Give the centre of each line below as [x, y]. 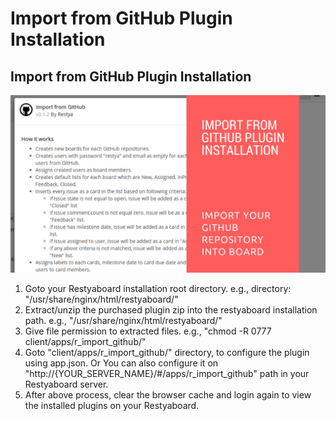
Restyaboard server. [66, 384]
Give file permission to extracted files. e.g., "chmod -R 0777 [148, 331]
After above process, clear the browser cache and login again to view [168, 394]
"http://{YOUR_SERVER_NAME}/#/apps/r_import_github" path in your [167, 373]
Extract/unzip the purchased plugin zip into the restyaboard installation [171, 309]
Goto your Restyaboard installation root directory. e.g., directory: [158, 288]
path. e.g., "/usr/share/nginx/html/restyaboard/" [123, 320]
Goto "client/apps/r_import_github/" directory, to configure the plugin [167, 352]
